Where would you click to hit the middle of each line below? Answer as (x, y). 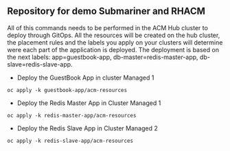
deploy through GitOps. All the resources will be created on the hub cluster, (114, 35)
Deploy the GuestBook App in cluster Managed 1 (85, 78)
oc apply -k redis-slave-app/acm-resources (70, 141)
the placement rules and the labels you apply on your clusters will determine (115, 42)
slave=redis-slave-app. (40, 64)
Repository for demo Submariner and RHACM (106, 11)
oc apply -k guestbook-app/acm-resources (67, 90)
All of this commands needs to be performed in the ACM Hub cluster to (107, 27)
